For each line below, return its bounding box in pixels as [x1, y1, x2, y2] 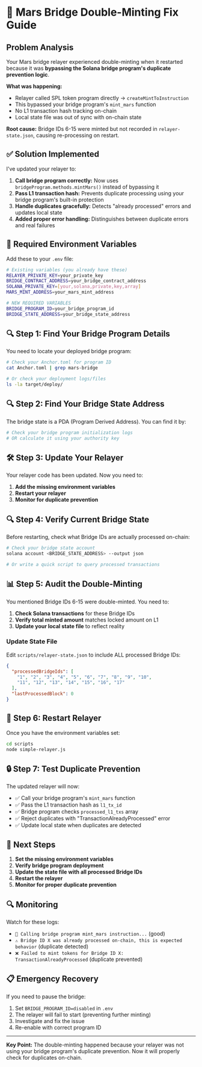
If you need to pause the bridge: [6, 993, 86, 1000]
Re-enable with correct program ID [14, 1024, 102, 1031]
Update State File [6, 637, 58, 646]
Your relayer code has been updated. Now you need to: [6, 471, 143, 479]
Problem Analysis [6, 42, 74, 52]
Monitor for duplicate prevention [14, 496, 99, 503]
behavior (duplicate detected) [14, 943, 89, 950]
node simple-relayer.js [6, 746, 66, 752]
